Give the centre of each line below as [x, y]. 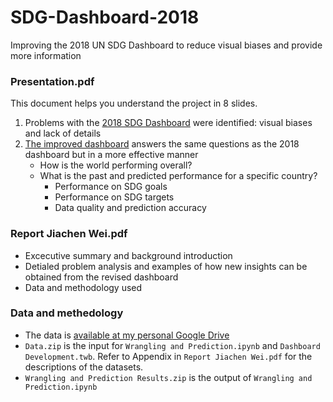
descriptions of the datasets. [84, 367]
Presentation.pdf [52, 81]
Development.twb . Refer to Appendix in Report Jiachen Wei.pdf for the [168, 356]
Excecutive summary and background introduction [128, 255]
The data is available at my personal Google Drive [127, 335]
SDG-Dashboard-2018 [105, 17]
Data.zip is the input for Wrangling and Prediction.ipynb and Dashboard [172, 345]
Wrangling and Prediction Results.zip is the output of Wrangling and [168, 377]
